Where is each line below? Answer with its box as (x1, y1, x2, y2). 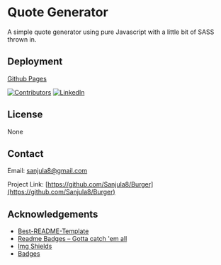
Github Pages (7, 74, 47, 83)
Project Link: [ (7, 180, 48, 189)
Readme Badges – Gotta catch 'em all (17, 235, 127, 243)
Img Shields (17, 242, 52, 251)
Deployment (7, 56, 63, 68)
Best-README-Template (17, 227, 89, 235)
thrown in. (7, 35, 37, 43)
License (7, 109, 43, 121)
